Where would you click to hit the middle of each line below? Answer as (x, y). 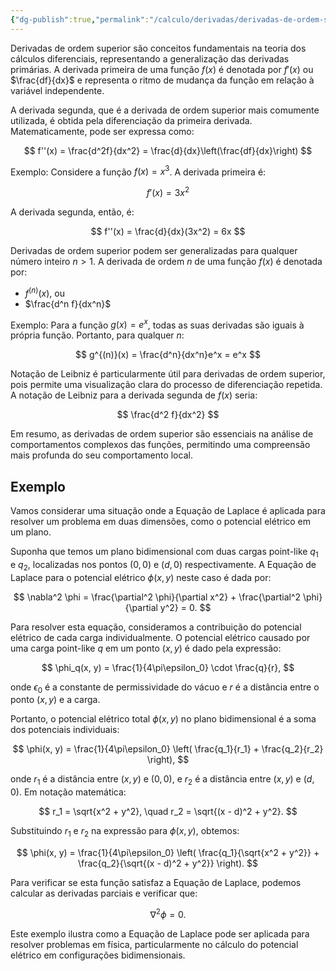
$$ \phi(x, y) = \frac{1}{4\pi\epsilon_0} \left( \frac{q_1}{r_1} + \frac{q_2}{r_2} (168, 749)
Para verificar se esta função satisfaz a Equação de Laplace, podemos (156, 883)
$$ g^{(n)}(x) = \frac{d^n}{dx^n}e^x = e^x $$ (168, 355)
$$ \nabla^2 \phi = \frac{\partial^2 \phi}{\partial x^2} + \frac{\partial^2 (157, 597)
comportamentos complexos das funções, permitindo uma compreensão (160, 445)
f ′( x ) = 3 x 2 (168, 191)
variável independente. (57, 90)
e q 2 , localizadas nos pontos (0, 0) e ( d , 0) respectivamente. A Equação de (163, 565)
